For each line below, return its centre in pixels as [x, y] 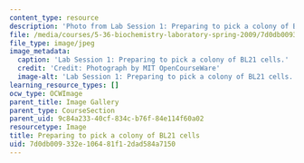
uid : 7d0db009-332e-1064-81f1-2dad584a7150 [93, 144]
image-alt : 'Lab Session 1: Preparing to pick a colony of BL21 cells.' [157, 77]
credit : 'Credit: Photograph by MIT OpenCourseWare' [119, 69]
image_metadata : [40, 52]
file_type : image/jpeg [52, 43]
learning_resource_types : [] [64, 85]
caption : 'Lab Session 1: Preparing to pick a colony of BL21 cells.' [153, 60]
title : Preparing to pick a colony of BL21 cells [105, 136]
